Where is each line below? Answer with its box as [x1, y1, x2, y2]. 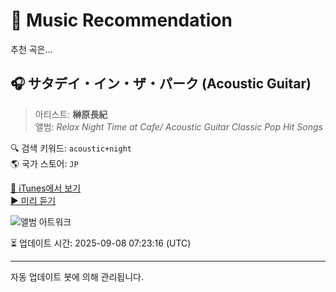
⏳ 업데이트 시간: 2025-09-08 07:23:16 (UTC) [10, 237, 192, 249]
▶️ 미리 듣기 [10, 194, 57, 206]
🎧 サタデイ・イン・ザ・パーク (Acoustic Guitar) [10, 75, 312, 93]
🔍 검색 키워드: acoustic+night [10, 142, 132, 154]
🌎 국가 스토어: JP [10, 157, 79, 169]
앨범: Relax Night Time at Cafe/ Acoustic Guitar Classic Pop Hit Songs [34, 120, 323, 133]
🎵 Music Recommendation [10, 9, 233, 32]
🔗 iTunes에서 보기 [10, 182, 82, 194]
